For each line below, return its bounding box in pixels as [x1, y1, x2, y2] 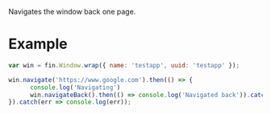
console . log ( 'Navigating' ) [29, 83, 121, 92]
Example [8, 35, 68, 53]
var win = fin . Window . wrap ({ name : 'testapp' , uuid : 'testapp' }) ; [8, 61, 240, 69]
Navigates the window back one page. [8, 7, 136, 16]
